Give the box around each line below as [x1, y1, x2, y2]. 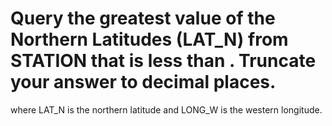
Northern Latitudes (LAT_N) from [10, 28, 289, 51]
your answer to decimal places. [10, 71, 277, 94]
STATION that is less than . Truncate [10, 50, 317, 72]
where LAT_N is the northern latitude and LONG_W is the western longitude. [10, 103, 323, 116]
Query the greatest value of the [10, 7, 276, 30]
